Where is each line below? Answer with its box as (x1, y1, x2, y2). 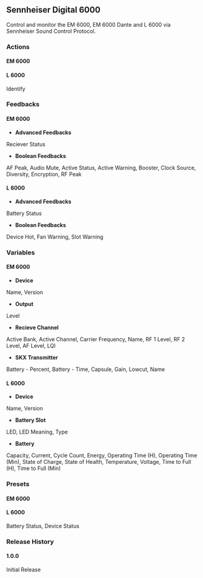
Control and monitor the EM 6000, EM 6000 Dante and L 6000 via (6, 21, 171, 28)
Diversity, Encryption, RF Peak (6, 170, 82, 178)
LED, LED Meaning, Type (6, 428, 68, 436)
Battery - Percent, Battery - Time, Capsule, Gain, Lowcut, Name (6, 365, 165, 373)
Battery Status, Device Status (6, 522, 80, 529)
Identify (6, 85, 25, 92)
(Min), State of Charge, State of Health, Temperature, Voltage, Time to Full (6, 458, 191, 466)
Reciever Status (6, 140, 45, 148)
